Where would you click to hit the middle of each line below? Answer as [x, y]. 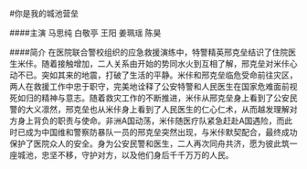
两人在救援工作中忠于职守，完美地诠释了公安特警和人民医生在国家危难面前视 [153, 86]
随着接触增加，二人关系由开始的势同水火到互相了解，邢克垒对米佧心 [169, 63]
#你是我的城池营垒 [44, 13]
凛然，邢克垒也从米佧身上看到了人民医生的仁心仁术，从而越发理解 [165, 109]
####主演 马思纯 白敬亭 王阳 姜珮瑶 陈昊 [85, 33]
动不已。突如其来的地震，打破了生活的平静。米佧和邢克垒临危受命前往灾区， [153, 75]
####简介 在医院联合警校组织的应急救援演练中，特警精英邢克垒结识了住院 [149, 52]
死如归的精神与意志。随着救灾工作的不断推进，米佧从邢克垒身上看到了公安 [149, 98]
